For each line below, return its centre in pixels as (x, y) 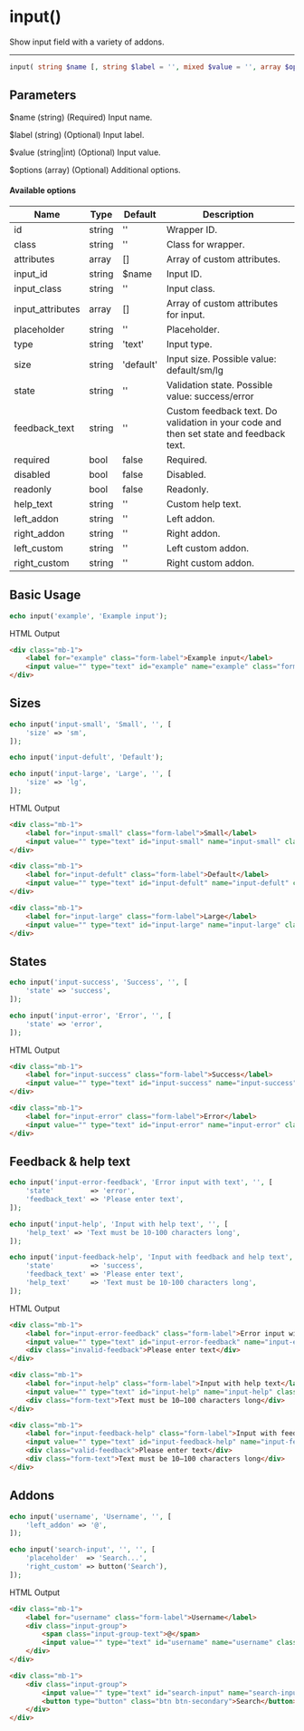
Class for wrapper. (206, 244)
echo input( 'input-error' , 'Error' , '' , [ (90, 1016)
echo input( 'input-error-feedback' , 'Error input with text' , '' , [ (141, 1182)
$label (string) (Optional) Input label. (77, 134)
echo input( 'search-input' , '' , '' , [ (82, 1550)
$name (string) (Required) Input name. (81, 117)
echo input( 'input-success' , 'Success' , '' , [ (99, 982)
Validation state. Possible (219, 384)
